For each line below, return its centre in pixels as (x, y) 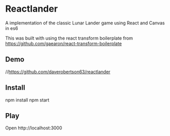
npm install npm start (27, 100)
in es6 (12, 28)
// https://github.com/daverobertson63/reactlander (58, 72)
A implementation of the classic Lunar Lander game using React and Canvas (85, 23)
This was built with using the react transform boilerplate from (69, 38)
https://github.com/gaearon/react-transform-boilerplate (63, 43)
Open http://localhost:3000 (34, 128)
